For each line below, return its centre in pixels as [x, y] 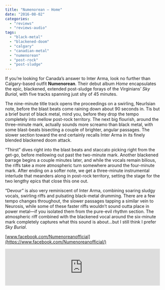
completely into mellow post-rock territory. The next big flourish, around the [82, 119]
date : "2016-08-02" [25, 14]
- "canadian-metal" [29, 51]
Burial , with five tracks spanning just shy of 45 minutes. [61, 94]
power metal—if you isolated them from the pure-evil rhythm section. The [80, 211]
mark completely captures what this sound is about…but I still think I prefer [81, 222]
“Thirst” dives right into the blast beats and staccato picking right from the [80, 150]
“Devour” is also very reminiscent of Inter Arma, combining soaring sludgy [80, 191]
